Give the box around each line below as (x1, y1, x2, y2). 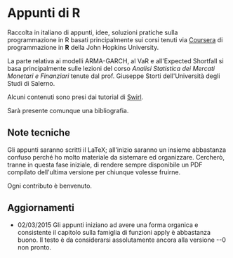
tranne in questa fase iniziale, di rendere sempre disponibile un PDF (7, 160, 203, 169)
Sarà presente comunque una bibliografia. (7, 106, 129, 115)
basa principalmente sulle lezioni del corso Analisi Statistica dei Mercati (7, 64, 215, 72)
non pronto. (17, 243, 51, 251)
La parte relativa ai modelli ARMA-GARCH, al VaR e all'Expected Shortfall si (7, 56, 224, 65)
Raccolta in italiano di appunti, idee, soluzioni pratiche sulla (7, 28, 178, 37)
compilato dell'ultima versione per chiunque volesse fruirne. (7, 167, 181, 176)
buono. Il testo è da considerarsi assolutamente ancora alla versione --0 (17, 236, 227, 244)
